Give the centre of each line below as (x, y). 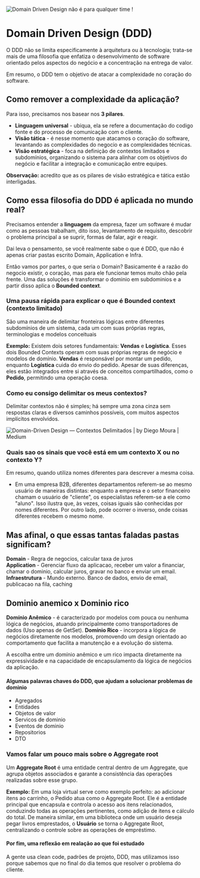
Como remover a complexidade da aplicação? (93, 100)
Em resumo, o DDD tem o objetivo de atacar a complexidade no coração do (99, 74)
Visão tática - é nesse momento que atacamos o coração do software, (102, 138)
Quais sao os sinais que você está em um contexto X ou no (93, 452)
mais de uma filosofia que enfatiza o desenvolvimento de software (88, 56)
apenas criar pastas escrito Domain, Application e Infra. (75, 255)
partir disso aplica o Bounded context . (54, 285)
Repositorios (30, 733)
